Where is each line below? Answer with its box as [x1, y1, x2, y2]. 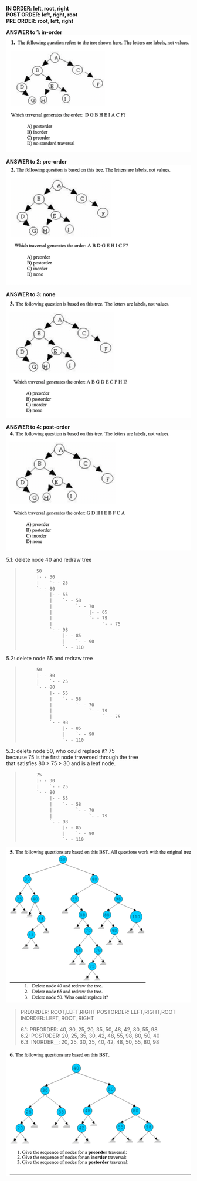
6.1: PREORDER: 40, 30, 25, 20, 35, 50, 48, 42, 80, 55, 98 [20, 1026, 158, 1033]
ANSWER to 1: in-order [6, 29, 63, 36]
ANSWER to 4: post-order [6, 423, 70, 430]
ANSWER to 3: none [6, 291, 56, 298]
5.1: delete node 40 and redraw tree [6, 556, 92, 563]
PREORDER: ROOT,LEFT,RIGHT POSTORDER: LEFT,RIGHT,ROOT [20, 1008, 176, 1015]
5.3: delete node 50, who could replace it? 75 [6, 747, 116, 754]
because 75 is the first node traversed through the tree [6, 754, 139, 761]
